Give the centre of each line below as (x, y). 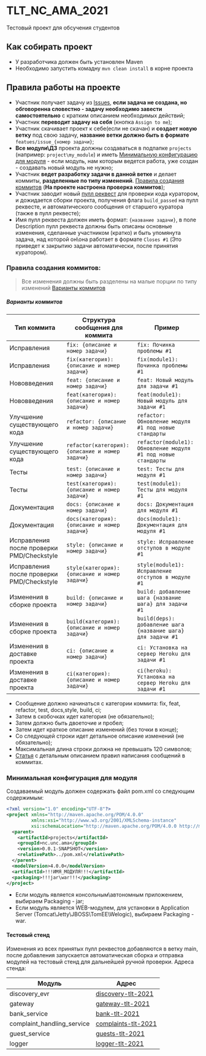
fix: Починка (156, 345)
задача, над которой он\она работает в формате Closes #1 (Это (98, 239)
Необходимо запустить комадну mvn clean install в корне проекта (104, 68)
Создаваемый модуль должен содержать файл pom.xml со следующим (101, 791)
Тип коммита (35, 327)
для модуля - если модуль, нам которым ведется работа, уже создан (106, 161)
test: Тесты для (161, 469)
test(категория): (92, 483)
